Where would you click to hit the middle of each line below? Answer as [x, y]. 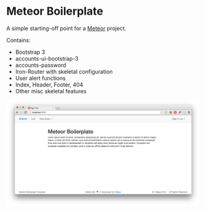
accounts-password [41, 65]
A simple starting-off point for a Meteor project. [67, 28]
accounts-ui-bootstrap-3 [47, 58]
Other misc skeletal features [51, 91]
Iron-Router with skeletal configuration [64, 71]
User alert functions [41, 78]
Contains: [18, 40]
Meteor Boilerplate [55, 11]
